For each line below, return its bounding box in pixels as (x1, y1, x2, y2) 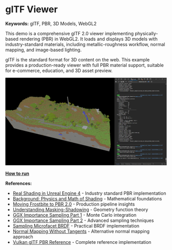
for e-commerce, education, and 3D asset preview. (5, 67, 113, 74)
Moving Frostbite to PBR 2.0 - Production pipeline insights (12, 201, 135, 208)
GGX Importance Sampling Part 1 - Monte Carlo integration (12, 212, 137, 218)
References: (5, 180, 32, 187)
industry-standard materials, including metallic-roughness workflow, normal (5, 41, 165, 47)
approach (12, 234, 33, 240)
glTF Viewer (5, 4, 58, 15)
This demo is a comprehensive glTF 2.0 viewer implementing (5, 30, 134, 36)
